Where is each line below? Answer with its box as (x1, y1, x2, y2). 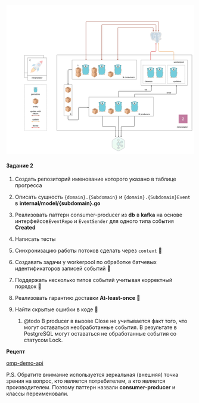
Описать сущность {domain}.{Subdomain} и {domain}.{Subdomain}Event (14, 193, 191, 200)
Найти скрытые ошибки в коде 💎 (14, 306, 98, 313)
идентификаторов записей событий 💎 (14, 265, 111, 272)
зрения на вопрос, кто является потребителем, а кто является (6, 377, 166, 385)
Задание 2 (6, 162, 34, 169)
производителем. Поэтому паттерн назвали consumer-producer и (6, 383, 176, 390)
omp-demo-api (6, 359, 43, 367)
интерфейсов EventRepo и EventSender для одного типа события (14, 217, 174, 225)
